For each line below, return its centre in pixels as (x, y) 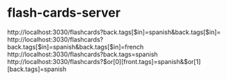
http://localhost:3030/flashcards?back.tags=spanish (83, 54)
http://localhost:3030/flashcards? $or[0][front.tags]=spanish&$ (97, 61)
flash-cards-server (64, 13)
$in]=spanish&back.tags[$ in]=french (91, 47)
